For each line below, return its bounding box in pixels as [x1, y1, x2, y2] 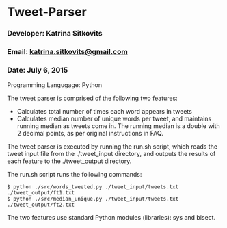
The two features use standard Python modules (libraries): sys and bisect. [7, 214, 216, 222]
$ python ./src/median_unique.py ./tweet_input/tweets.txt [7, 196, 179, 203]
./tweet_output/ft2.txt [7, 201, 75, 209]
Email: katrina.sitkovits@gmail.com [7, 47, 128, 57]
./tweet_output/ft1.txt [7, 190, 75, 197]
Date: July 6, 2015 [7, 65, 68, 75]
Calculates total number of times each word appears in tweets [16, 107, 193, 116]
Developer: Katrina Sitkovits [7, 29, 103, 38]
